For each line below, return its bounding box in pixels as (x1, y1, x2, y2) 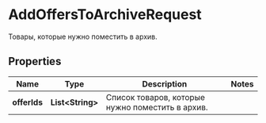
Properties (8, 55, 62, 68)
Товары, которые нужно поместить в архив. (8, 32, 158, 41)
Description (142, 78, 188, 89)
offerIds (12, 97, 44, 108)
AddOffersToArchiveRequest (8, 6, 202, 24)
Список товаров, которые (105, 91, 206, 102)
